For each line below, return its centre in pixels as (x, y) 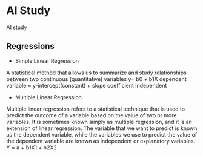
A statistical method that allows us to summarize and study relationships (96, 73)
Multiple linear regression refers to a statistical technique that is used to (96, 109)
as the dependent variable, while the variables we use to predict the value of (102, 134)
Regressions (30, 46)
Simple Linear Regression (47, 60)
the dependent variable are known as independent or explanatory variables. (101, 141)
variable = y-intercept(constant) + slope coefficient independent (87, 85)
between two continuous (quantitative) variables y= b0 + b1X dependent (96, 79)
